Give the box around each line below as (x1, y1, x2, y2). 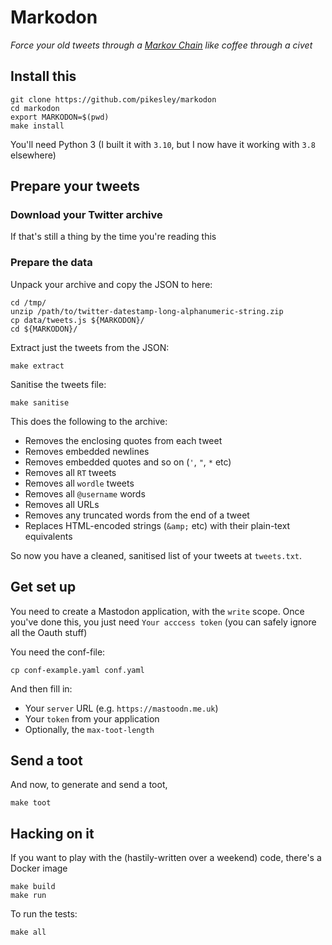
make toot (10, 798, 52, 808)
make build (10, 882, 56, 892)
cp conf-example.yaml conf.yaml (10, 665, 145, 675)
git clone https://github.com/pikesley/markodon (10, 94, 217, 105)
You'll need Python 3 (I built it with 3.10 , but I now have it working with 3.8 (10, 138, 317, 150)
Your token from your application (24, 712, 160, 725)
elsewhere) (10, 149, 57, 161)
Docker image (10, 862, 68, 875)
